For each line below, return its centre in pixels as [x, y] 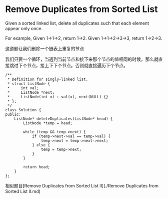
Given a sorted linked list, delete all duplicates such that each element [77, 23]
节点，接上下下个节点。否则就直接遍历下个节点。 [77, 65]
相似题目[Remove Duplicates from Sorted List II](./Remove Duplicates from [82, 185]
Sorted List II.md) [23, 191]
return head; [37, 167]
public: [13, 114]
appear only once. [24, 28]
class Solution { [23, 110]
